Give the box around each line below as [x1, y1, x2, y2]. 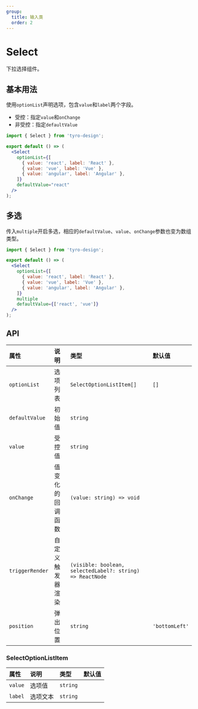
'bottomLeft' [152, 623, 189, 629]
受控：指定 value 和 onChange [14, 113, 81, 121]
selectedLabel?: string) [70, 567, 140, 574]
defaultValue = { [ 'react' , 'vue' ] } [16, 301, 99, 307]
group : [6, 8, 22, 15]
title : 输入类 [11, 14, 44, 20]
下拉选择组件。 [6, 66, 42, 73]
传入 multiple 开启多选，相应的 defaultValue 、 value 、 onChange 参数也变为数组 [6, 227, 192, 235]
